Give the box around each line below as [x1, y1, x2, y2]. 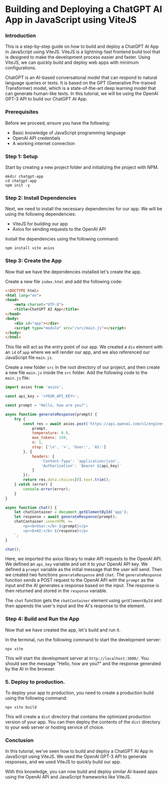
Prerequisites [5, 108, 38, 116]
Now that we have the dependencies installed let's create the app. [5, 269, 141, 275]
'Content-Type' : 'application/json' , [40, 459, 120, 464]
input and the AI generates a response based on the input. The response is [5, 583, 159, 589]
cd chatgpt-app [5, 178, 37, 184]
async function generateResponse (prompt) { [5, 412, 97, 417]
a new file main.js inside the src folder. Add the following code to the [5, 370, 147, 376]
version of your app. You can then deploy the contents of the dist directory [5, 719, 161, 725]
